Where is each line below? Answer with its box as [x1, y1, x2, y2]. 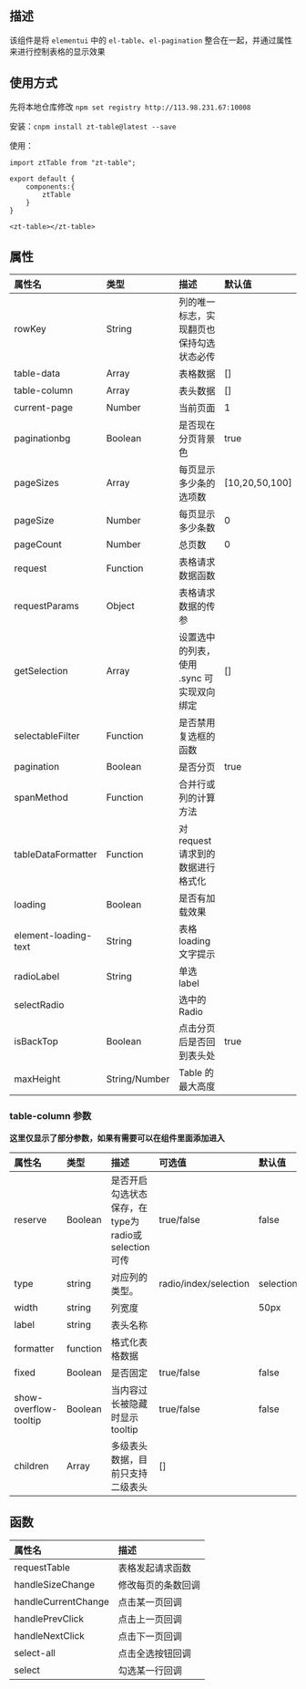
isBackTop [14, 1035, 59, 1048]
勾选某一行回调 [117, 1663, 182, 1676]
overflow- [14, 1403, 58, 1415]
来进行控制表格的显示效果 [9, 46, 106, 57]
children [14, 1459, 49, 1472]
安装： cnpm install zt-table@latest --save [9, 120, 177, 131]
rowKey [14, 323, 47, 336]
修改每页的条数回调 [117, 1579, 200, 1591]
